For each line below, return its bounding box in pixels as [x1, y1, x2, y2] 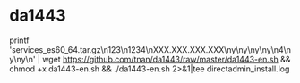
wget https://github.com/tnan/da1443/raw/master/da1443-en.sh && [41, 54, 291, 64]
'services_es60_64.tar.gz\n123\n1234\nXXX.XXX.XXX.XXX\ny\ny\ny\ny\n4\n [9, 44, 292, 54]
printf [9, 35, 30, 46]
